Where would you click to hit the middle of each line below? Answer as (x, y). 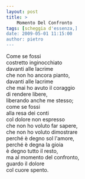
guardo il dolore (25, 164)
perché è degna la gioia (35, 145)
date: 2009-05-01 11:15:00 (39, 34)
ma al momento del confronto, (43, 157)
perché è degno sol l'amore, (40, 138)
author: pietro (25, 39)
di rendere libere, (27, 94)
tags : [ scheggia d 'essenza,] (42, 28)
